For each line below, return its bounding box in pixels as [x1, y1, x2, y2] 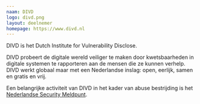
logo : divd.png [6, 14, 45, 20]
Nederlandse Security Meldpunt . [6, 91, 88, 98]
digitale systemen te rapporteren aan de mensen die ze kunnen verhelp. [6, 60, 185, 67]
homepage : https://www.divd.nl [6, 25, 85, 32]
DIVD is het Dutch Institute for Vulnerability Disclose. [6, 42, 137, 49]
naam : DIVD [6, 8, 34, 15]
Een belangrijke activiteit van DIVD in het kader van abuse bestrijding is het [6, 85, 193, 92]
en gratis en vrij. [6, 73, 47, 80]
